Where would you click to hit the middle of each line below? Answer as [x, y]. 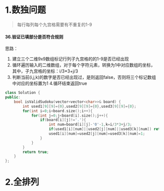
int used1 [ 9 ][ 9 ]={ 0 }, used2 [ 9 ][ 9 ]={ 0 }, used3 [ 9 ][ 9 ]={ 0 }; [80, 106]
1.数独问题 [26, 10]
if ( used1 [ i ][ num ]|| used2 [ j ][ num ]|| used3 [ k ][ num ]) [100, 129]
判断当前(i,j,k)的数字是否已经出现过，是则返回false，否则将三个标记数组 [84, 77]
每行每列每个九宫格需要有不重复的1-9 [54, 24]
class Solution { [23, 93]
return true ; [36, 152]
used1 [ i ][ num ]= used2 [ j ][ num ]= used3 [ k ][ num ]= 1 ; [97, 134]
